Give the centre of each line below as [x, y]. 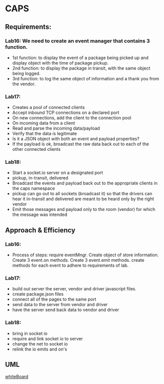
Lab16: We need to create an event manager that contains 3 [78, 41]
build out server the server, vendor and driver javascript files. [74, 289]
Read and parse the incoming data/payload [56, 128]
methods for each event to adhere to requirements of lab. [70, 265]
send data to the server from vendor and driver [60, 305]
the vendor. [24, 84]
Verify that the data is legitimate [45, 134]
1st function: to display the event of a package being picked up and [80, 58]
